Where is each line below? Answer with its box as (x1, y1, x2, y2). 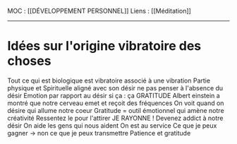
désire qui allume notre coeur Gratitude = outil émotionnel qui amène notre (7, 106, 224, 114)
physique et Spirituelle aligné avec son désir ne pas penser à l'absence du (7, 83, 224, 92)
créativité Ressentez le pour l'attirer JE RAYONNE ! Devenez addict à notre (7, 114, 224, 122)
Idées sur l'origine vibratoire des (7, 38, 202, 54)
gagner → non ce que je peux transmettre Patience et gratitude (7, 128, 191, 137)
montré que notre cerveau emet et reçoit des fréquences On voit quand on (7, 99, 224, 107)
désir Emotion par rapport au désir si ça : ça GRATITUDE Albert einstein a (7, 91, 220, 100)
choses (7, 53, 51, 69)
